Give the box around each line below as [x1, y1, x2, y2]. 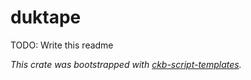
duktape [10, 6, 82, 29]
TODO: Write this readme [10, 39, 114, 51]
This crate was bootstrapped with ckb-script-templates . [10, 58, 242, 70]
